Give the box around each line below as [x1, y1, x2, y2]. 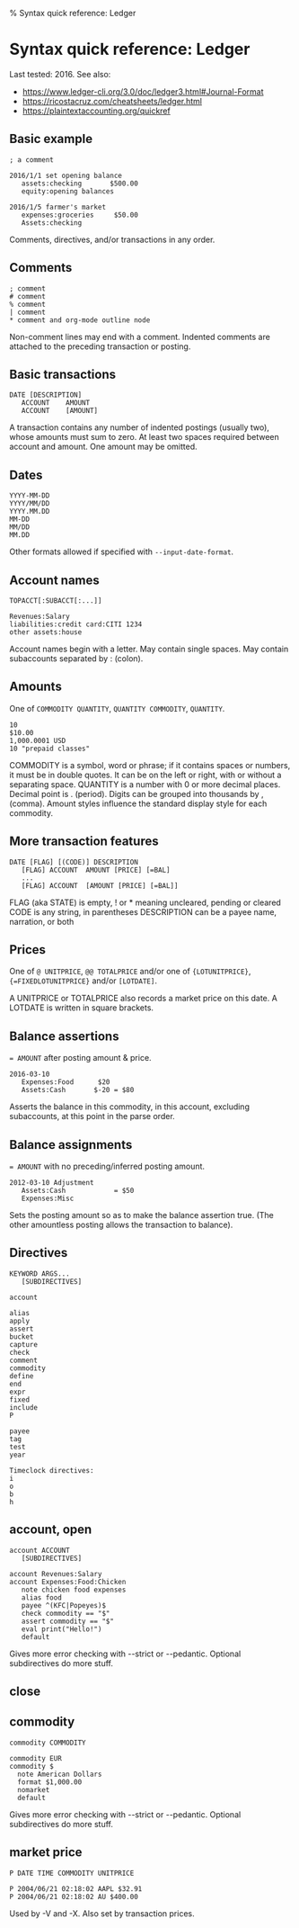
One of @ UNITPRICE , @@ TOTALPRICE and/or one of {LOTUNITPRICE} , [9, 966, 251, 977]
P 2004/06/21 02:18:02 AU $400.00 [9, 1892, 139, 1901]
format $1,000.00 [17, 1777, 83, 1787]
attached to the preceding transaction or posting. [9, 341, 191, 352]
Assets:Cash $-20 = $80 [21, 1086, 135, 1095]
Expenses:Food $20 [21, 1078, 110, 1087]
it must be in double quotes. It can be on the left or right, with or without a [9, 769, 282, 780]
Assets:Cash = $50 [21, 1187, 135, 1196]
